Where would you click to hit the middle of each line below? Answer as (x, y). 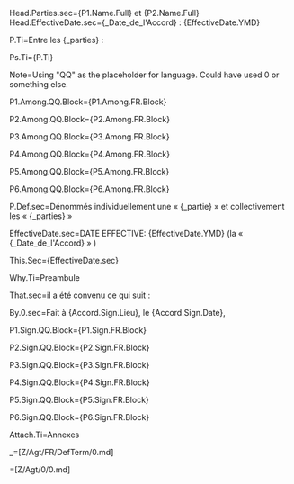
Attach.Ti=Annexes (45, 435)
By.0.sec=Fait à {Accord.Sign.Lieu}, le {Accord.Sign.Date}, (118, 313)
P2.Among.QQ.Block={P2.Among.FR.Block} (90, 119)
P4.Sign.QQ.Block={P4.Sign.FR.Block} (80, 382)
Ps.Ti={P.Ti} (31, 57)
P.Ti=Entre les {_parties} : (57, 40)
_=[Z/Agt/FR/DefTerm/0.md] (62, 452)
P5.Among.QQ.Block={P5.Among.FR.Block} (89, 171)
